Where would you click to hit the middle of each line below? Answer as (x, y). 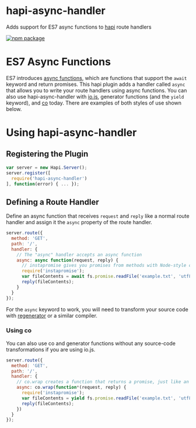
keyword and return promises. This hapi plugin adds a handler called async (96, 84)
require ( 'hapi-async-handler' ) (49, 178)
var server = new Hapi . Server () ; (47, 168)
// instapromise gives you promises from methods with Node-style (104, 266)
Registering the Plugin (47, 154)
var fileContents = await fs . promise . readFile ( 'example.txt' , (99, 276)
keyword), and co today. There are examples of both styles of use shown (94, 103)
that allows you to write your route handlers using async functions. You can (97, 90)
